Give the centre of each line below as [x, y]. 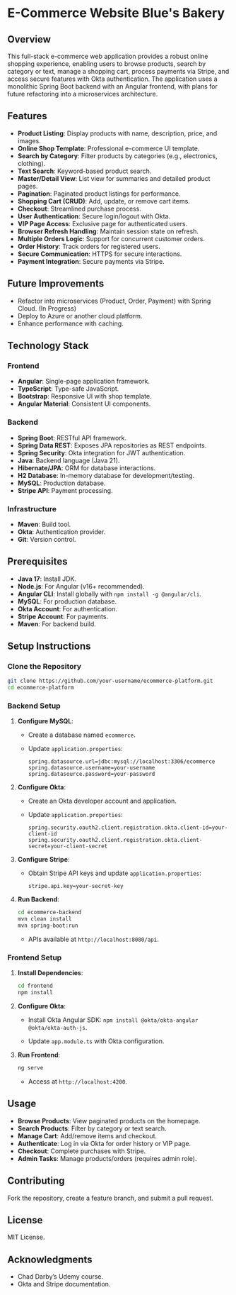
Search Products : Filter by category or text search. [92, 1128]
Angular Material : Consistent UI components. [84, 404]
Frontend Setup [35, 957]
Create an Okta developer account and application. [102, 801]
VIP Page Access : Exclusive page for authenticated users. [102, 223]
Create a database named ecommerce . [82, 735]
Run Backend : [39, 899]
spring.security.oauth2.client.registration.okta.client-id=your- [128, 828]
